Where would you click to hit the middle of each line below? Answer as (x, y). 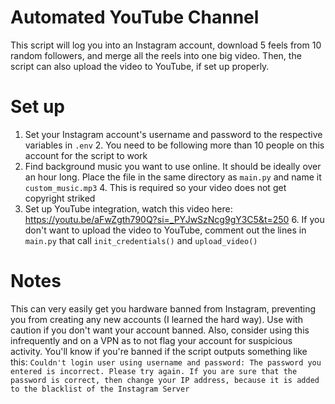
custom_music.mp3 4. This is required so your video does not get (155, 187)
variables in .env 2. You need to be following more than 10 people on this (174, 145)
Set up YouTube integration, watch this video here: (128, 208)
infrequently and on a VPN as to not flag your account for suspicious (151, 340)
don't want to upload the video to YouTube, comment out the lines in (165, 230)
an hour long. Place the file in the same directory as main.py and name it (173, 177)
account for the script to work (86, 155)
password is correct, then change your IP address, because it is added (165, 380)
